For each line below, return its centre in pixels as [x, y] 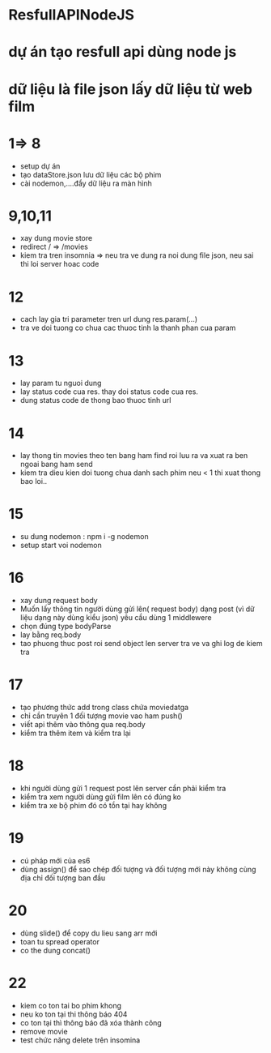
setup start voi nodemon [61, 546]
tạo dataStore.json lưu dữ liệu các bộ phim [91, 174]
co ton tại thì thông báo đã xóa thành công [91, 1022]
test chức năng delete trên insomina [80, 1040]
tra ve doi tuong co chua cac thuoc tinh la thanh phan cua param [128, 328]
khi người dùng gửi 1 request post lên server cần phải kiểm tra [123, 788]
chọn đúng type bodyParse [66, 627]
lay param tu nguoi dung [61, 383]
